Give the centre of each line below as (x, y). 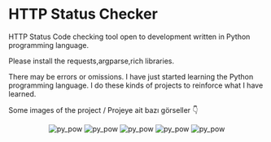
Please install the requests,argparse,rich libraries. (92, 61)
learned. (22, 93)
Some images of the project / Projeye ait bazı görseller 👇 (103, 110)
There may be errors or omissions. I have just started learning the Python (131, 76)
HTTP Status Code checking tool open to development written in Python (129, 37)
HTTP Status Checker (83, 14)
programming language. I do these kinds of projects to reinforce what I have (136, 85)
